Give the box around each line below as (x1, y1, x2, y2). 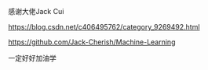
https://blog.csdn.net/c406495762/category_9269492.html (8, 23, 200, 31)
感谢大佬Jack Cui (8, 7, 64, 16)
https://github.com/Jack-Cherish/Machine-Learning (8, 37, 176, 47)
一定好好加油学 (8, 54, 57, 62)
